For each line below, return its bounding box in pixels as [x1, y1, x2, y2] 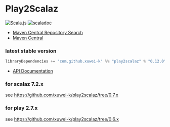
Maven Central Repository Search [12, 29, 83, 35]
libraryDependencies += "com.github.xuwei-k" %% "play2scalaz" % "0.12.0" [5, 59, 166, 64]
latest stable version [5, 47, 57, 54]
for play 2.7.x [5, 104, 38, 111]
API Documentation [12, 68, 53, 74]
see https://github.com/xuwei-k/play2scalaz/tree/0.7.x [5, 92, 119, 98]
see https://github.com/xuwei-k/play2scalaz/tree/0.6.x [5, 116, 119, 122]
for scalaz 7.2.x [5, 81, 44, 88]
